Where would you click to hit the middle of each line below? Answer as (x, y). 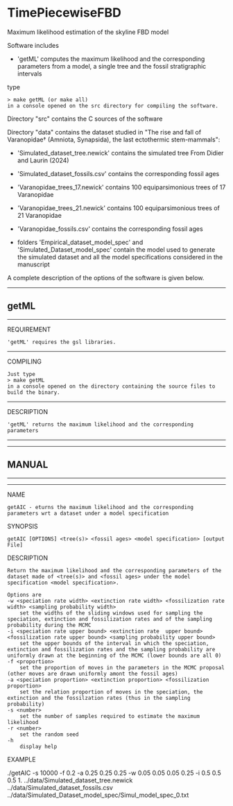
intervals (29, 74)
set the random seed (49, 734)
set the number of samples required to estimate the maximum (110, 716)
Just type (21, 374)
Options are (24, 594)
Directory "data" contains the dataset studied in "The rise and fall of (104, 132)
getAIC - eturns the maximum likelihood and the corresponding (101, 507)
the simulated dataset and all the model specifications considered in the (120, 257)
